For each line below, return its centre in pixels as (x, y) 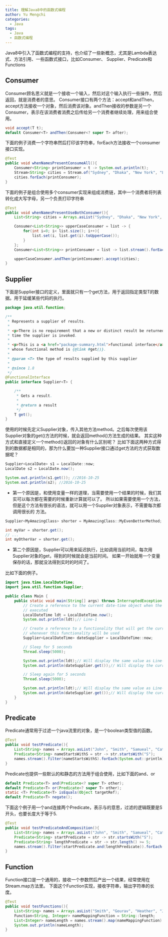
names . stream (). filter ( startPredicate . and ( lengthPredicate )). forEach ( (89, 847)
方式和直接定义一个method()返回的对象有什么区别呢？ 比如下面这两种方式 (81, 442)
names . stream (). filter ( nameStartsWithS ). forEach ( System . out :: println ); (90, 759)
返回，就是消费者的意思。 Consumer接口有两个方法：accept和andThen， (81, 99)
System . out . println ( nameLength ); (49, 925)
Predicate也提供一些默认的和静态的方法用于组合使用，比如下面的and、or (80, 774)
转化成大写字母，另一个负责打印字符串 (44, 198)
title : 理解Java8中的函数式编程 (35, 10)
